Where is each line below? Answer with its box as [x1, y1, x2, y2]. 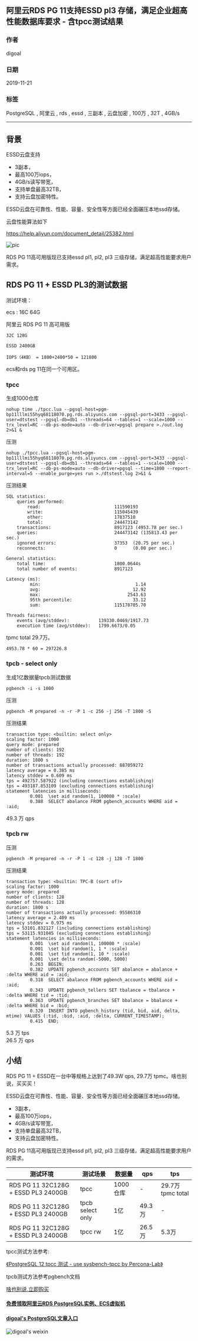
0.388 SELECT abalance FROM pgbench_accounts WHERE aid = [29, 798, 178, 805]
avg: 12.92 [29, 587, 146, 593]
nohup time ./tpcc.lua [6, 406, 62, 412]
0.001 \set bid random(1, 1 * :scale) [29, 946, 128, 952]
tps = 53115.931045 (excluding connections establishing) [6, 930, 151, 936]
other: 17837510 [27, 515, 136, 520]
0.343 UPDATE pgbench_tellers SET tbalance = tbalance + [29, 987, 176, 993]
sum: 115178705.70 [29, 602, 146, 608]
